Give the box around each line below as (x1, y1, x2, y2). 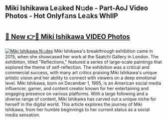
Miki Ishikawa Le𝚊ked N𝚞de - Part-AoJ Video (5, 4, 149, 12)
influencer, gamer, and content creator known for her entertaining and (5, 86, 149, 91)
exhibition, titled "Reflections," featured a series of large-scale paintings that (5, 59, 162, 65)
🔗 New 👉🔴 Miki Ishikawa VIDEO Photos (5, 32, 131, 41)
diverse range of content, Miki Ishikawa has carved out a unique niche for (5, 96, 157, 102)
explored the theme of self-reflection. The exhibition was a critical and (5, 64, 150, 70)
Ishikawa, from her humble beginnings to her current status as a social (5, 107, 150, 113)
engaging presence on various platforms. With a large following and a (5, 91, 148, 97)
